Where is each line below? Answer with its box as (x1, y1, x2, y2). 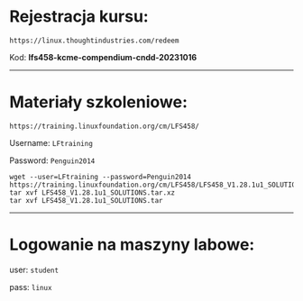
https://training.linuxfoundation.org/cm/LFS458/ (9, 122, 200, 131)
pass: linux (9, 281, 52, 292)
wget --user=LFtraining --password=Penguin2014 (9, 172, 192, 181)
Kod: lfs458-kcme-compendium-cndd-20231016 (9, 51, 197, 62)
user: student (9, 264, 60, 275)
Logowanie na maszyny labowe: (9, 234, 255, 255)
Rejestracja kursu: (9, 6, 149, 27)
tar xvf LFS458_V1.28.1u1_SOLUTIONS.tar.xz (9, 187, 176, 197)
